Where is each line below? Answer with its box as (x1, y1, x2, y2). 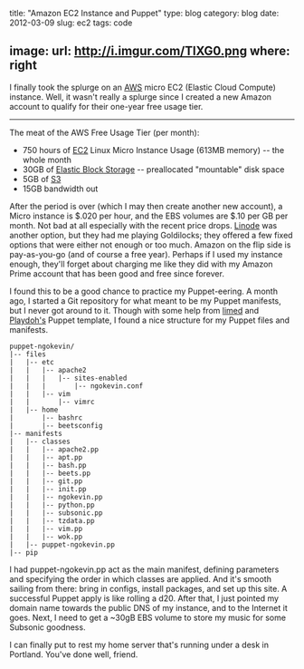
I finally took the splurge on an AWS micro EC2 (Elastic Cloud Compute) (9, 82, 276, 92)
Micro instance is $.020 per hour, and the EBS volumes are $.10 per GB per (9, 210, 289, 221)
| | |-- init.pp (9, 484, 88, 493)
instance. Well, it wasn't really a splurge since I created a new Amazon (9, 91, 272, 102)
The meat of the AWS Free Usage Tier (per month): (9, 127, 200, 138)
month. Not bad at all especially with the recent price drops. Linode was (9, 219, 278, 230)
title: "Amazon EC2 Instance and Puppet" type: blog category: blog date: (9, 8, 280, 18)
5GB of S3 (22, 173, 62, 184)
